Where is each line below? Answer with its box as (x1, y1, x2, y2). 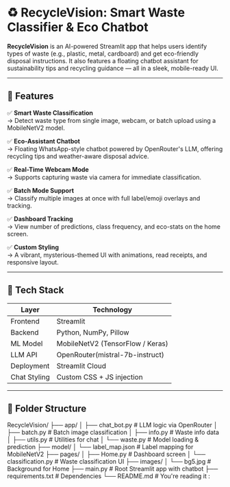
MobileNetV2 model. (7, 124, 65, 132)
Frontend (10, 316, 40, 326)
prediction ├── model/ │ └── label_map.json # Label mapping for (7, 443, 194, 451)
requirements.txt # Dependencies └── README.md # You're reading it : (7, 472, 211, 480)
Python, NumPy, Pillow (56, 328, 129, 337)
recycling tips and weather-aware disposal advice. (7, 152, 149, 160)
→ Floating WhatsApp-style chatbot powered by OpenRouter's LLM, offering (7, 144, 223, 152)
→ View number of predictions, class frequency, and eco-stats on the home (7, 222, 221, 231)
